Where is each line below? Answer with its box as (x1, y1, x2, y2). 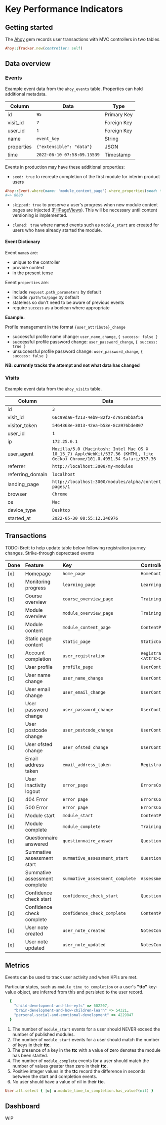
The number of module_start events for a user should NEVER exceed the (12, 1026, 161, 1032)
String (104, 135, 119, 142)
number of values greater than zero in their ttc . (12, 1063, 108, 1069)
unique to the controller (12, 259, 60, 265)
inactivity (25, 782, 46, 788)
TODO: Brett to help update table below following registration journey (5, 544, 146, 550)
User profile (25, 663, 53, 670)
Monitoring (25, 578, 51, 585)
